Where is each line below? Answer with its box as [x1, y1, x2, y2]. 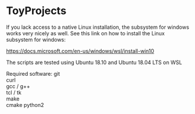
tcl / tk [6, 89, 22, 96]
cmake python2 [6, 101, 44, 108]
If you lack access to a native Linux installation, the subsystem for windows [6, 24, 190, 31]
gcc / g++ [6, 82, 31, 89]
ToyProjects [6, 4, 67, 18]
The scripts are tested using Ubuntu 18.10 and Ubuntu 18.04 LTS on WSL [6, 59, 182, 66]
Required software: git [6, 70, 60, 77]
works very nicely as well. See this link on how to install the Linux [6, 29, 165, 36]
